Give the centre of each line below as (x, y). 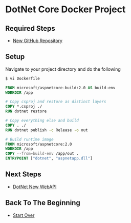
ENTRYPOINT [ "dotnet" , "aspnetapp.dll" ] (49, 158)
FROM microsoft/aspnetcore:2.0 (39, 144)
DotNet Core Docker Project (65, 9)
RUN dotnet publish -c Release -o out (47, 130)
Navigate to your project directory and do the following (63, 69)
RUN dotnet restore (26, 111)
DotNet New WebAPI (35, 187)
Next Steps (23, 175)
